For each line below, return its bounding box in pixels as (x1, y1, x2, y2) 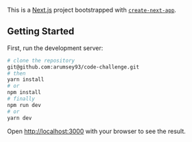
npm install (7, 89, 41, 96)
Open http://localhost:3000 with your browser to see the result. (7, 127, 187, 135)
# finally (7, 95, 36, 102)
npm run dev (7, 102, 41, 108)
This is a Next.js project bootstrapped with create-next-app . (7, 6, 177, 14)
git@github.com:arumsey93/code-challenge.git (7, 63, 139, 71)
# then (7, 70, 26, 77)
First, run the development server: (7, 44, 104, 52)
